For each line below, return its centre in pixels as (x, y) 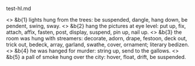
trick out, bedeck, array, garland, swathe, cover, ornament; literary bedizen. (98, 44)
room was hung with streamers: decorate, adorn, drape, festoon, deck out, (97, 38)
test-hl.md (19, 8)
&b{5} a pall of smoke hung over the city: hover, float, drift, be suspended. (96, 57)
